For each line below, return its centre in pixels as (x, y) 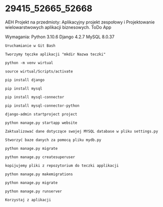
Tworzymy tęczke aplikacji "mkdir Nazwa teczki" (55, 54)
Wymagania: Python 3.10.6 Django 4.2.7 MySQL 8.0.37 (60, 37)
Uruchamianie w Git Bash (30, 46)
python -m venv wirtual (29, 63)
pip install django (25, 80)
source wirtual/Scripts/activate (39, 71)
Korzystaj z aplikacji (28, 200)
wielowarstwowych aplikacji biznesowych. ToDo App (58, 27)
